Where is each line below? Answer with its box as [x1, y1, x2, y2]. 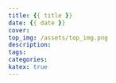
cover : [8, 26, 30, 34]
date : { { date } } [8, 19, 66, 27]
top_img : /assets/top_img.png [8, 33, 109, 42]
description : [8, 41, 52, 49]
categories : [8, 56, 48, 64]
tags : [8, 48, 26, 56]
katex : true [8, 63, 48, 71]
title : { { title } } [8, 11, 73, 20]
